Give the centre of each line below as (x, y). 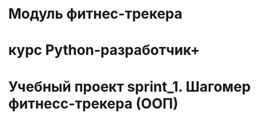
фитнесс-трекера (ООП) (93, 103)
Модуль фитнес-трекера (96, 14)
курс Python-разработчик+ (104, 50)
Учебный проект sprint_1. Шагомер (129, 86)
